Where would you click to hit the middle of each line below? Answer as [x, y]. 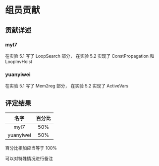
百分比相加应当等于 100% [31, 148]
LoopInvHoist [19, 61]
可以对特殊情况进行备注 [29, 158]
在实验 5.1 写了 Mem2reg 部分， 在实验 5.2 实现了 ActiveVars [67, 86]
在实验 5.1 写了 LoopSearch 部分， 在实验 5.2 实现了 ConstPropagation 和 [80, 56]
